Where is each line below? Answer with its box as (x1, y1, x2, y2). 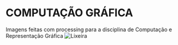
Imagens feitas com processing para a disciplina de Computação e (5, 26, 173, 33)
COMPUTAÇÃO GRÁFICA (5, 6, 134, 20)
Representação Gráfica (5, 32, 64, 39)
